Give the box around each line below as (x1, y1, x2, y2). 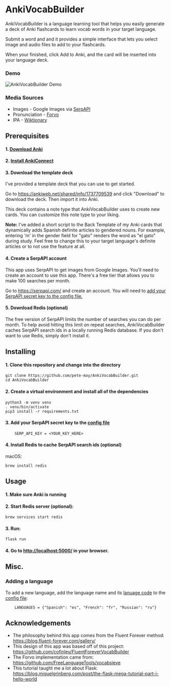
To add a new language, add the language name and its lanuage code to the (5, 589, 165, 596)
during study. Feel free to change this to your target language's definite (5, 238, 156, 244)
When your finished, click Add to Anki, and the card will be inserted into (5, 51, 157, 58)
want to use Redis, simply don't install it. (5, 332, 91, 338)
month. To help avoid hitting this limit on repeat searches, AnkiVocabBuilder (5, 321, 165, 328)
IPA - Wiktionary (12, 117, 48, 123)
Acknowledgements (5, 619, 71, 627)
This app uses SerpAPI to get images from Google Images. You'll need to (5, 266, 159, 273)
